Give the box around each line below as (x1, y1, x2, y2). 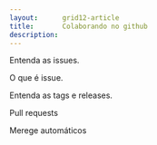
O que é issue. (9, 72, 64, 83)
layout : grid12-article (9, 13, 120, 23)
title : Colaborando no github (9, 22, 148, 31)
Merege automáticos (9, 125, 87, 136)
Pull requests (9, 108, 59, 119)
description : (9, 30, 59, 39)
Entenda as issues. (9, 55, 80, 66)
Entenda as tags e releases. (9, 90, 113, 101)
